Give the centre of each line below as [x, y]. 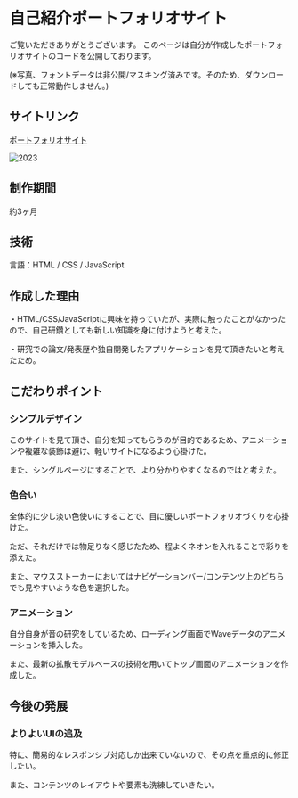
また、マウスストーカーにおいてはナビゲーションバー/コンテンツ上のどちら [147, 577]
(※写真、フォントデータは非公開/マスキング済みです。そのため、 [127, 74]
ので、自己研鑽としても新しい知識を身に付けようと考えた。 [118, 330]
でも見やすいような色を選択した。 [72, 588]
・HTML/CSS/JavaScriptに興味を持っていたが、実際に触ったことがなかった [148, 319]
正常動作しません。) [74, 86]
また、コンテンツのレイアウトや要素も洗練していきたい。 [114, 785]
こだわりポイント [56, 391]
